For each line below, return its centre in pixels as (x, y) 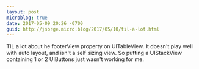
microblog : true (27, 18)
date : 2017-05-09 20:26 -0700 (45, 23)
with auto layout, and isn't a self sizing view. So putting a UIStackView (94, 53)
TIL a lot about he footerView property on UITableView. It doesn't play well (100, 46)
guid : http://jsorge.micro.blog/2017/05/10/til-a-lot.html (83, 29)
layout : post (23, 12)
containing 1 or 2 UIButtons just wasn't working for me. (75, 59)
